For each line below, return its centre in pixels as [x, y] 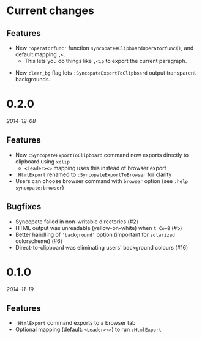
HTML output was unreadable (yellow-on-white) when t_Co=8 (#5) [99, 228]
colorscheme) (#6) [39, 241]
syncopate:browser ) [39, 187]
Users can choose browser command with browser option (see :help [102, 181]
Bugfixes [24, 207]
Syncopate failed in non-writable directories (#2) [77, 222]
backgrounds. [33, 79]
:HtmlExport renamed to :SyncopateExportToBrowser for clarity [93, 174]
